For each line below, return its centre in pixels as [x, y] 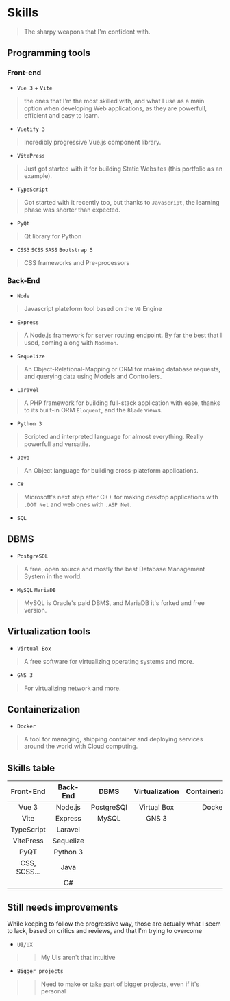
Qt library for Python [53, 236]
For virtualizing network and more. [72, 688]
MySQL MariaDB [36, 590]
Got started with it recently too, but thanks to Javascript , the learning [122, 202]
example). [38, 175]
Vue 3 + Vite [35, 88]
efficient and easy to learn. [62, 115]
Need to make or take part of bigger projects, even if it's [120, 984]
